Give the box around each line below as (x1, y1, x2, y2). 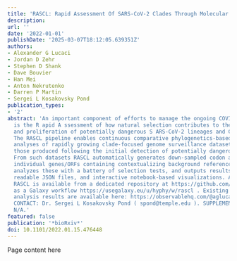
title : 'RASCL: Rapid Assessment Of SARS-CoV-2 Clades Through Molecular (7, 10, 229, 18)
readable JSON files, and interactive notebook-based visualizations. (13, 174, 226, 181)
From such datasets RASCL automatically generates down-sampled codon (13, 154, 226, 162)
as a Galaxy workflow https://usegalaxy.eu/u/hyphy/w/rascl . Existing (13, 187, 229, 194)
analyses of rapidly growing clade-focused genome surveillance (13, 141, 207, 148)
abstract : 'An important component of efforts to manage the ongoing (7, 115, 217, 122)
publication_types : (7, 102, 65, 109)
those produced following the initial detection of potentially (13, 148, 207, 155)
